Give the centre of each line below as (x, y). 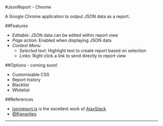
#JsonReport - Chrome (28, 7)
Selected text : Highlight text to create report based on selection (83, 51)
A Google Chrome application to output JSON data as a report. (67, 16)
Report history (26, 80)
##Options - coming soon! (31, 65)
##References (19, 99)
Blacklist (20, 85)
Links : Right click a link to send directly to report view (73, 56)
